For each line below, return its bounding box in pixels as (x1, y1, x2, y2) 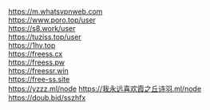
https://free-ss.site (8, 75, 70, 84)
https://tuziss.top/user (8, 32, 81, 41)
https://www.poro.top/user (8, 15, 96, 25)
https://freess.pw (8, 57, 65, 67)
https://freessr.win (8, 66, 69, 75)
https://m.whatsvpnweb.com (8, 7, 103, 16)
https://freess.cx (8, 49, 63, 58)
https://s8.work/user (8, 24, 76, 33)
